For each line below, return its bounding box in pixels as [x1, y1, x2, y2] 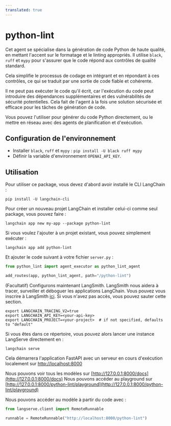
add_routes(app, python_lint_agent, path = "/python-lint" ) [5, 273, 131, 279]
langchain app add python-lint [5, 245, 72, 250]
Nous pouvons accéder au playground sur [64, 375, 153, 382]
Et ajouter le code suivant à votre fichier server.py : [5, 254, 114, 260]
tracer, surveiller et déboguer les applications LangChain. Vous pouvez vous [5, 288, 166, 294]
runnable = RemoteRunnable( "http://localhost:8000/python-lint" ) [5, 415, 147, 421]
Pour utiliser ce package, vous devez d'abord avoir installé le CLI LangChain [5, 182, 165, 188]
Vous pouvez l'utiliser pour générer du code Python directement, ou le [5, 114, 153, 120]
